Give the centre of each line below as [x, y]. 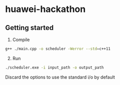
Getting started [29, 28]
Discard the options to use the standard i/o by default [60, 77]
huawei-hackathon [45, 9]
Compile [21, 39]
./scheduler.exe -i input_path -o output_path [54, 67]
